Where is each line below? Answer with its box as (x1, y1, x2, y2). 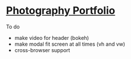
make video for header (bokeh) (14, 34, 89, 41)
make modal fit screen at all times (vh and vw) (14, 40, 125, 47)
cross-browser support (14, 46, 70, 53)
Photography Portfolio (6, 4, 115, 17)
